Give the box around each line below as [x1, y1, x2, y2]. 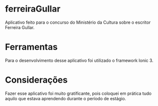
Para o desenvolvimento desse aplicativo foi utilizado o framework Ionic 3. [5, 57, 154, 63]
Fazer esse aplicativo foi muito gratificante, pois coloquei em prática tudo [5, 91, 152, 96]
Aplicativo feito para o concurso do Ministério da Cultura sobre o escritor [5, 19, 151, 25]
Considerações [5, 75, 68, 86]
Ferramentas [5, 42, 58, 53]
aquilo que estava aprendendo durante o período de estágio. [5, 95, 126, 101]
